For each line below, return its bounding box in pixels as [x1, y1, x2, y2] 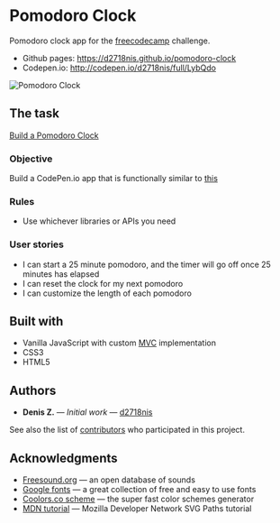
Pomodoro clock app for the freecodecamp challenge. [9, 35, 211, 46]
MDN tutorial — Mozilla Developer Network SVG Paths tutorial [22, 503, 252, 514]
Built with [9, 314, 64, 329]
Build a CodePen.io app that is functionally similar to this [9, 173, 219, 184]
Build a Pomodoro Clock [9, 130, 99, 141]
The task [9, 106, 60, 122]
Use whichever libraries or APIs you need [22, 216, 176, 226]
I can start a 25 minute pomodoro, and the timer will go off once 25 [22, 259, 272, 270]
